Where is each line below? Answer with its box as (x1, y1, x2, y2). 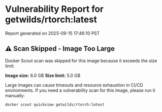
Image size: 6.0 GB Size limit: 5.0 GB (5, 73, 81, 78)
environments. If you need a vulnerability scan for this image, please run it (5, 87, 156, 93)
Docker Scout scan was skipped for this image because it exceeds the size (5, 58, 158, 64)
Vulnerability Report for (5, 3, 104, 15)
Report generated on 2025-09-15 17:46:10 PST (5, 30, 100, 36)
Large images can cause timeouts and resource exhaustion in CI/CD (5, 82, 143, 88)
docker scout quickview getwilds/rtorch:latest (5, 102, 105, 107)
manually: (5, 92, 25, 98)
